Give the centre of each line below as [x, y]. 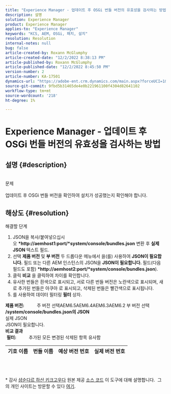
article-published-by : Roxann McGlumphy [49, 62]
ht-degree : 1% [20, 100]
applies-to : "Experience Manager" [42, 29]
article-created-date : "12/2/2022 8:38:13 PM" [55, 57]
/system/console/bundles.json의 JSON [48, 312]
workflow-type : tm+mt [28, 91]
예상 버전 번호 [74, 352]
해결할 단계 [16, 226]
